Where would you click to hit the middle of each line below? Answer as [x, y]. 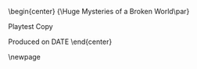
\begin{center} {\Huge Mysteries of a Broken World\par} [99, 11]
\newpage [25, 57]
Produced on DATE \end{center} [60, 42]
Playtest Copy [30, 26]
